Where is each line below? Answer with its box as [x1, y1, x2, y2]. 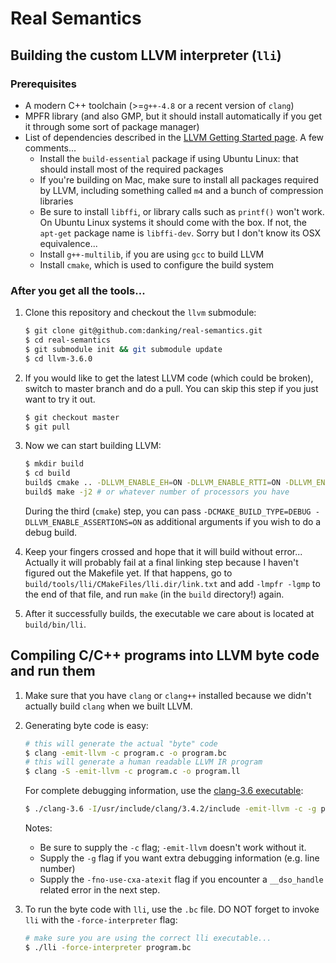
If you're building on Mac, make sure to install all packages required [39, 173, 319, 186]
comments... [24, 142, 77, 154]
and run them [10, 663, 96, 680]
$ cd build [24, 468, 71, 479]
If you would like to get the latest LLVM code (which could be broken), [24, 372, 314, 384]
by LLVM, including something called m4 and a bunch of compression [39, 184, 324, 196]
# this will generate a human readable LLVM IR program [24, 757, 263, 767]
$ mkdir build [24, 459, 84, 469]
